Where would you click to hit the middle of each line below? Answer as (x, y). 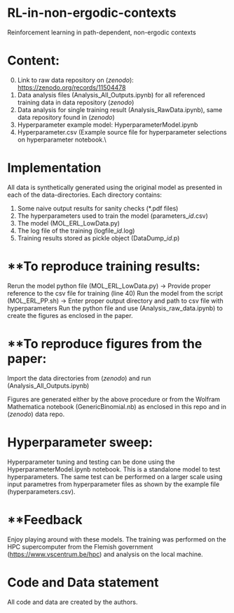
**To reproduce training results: (104, 266)
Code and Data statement (83, 582)
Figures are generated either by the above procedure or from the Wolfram (114, 399)
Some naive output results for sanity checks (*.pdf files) (98, 208)
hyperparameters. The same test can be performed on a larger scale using (115, 476)
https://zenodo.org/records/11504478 (71, 87)
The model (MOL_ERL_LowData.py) (69, 223)
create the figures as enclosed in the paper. (70, 315)
